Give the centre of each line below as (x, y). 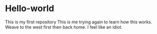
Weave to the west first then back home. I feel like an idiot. (64, 27)
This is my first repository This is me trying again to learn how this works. (79, 22)
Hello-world (30, 8)
